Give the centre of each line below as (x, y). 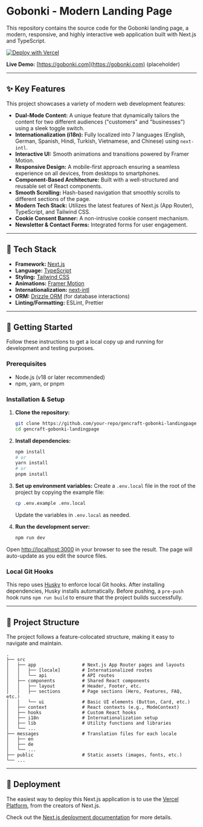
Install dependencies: (43, 441)
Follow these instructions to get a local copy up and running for (85, 342)
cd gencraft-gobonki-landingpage (57, 429)
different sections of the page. (53, 199)
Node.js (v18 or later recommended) (60, 377)
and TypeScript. (26, 41)
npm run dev (30, 538)
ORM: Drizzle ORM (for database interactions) (72, 296)
